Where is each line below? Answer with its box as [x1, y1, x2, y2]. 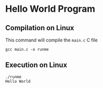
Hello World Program [5, 3, 95, 15]
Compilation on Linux [5, 24, 74, 32]
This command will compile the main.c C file [5, 37, 98, 43]
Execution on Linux [5, 61, 67, 70]
